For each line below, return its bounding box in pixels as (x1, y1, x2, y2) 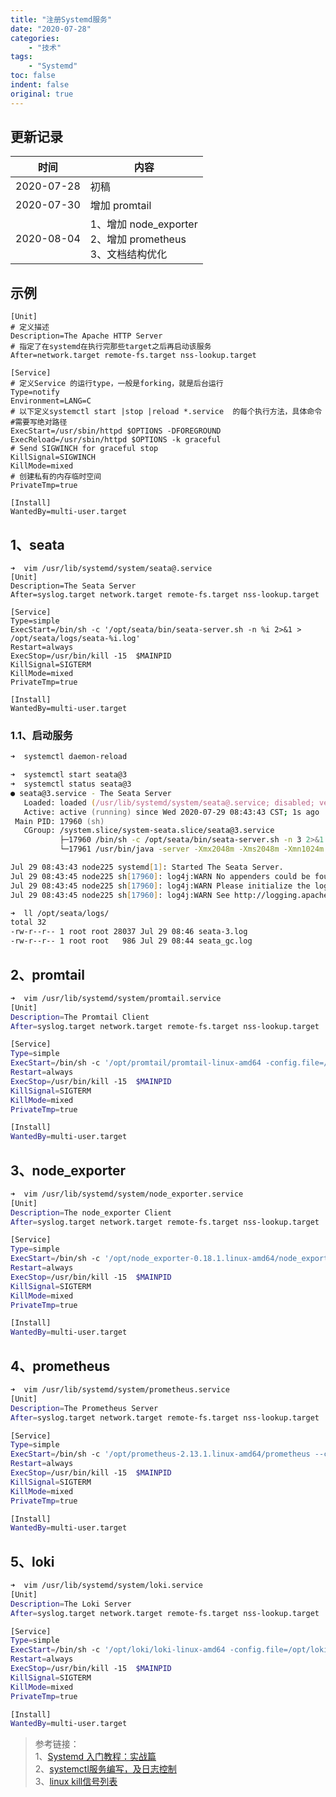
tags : (10, 52, 33, 62)
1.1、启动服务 (10, 728, 73, 742)
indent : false (10, 80, 70, 90)
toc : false (10, 71, 56, 81)
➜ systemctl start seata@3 (10, 770, 128, 780)
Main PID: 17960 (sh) (14, 816, 105, 826)
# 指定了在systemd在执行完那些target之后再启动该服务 (10, 342, 212, 352)
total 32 (10, 917, 47, 928)
